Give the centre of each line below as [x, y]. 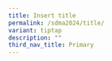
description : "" [35, 38]
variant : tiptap [35, 30]
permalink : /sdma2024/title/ [56, 23]
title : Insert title [42, 15]
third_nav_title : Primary [51, 45]
